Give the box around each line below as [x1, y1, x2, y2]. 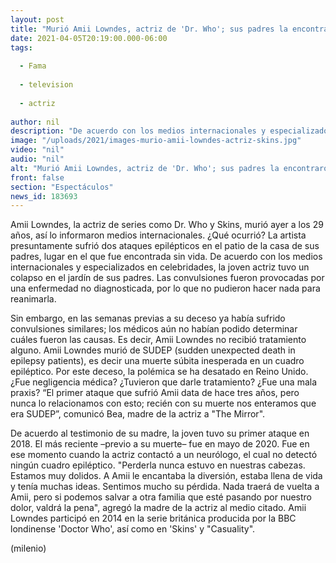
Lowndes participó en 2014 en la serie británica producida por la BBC [10, 512, 297, 525]
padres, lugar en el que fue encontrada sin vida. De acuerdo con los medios [10, 251, 323, 263]
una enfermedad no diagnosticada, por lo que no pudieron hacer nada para [10, 282, 321, 295]
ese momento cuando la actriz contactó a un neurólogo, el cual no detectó [10, 449, 318, 461]
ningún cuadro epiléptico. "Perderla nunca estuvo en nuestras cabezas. [10, 459, 306, 471]
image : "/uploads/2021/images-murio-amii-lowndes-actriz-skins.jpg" [10, 136, 302, 146]
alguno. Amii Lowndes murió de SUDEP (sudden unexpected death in [10, 344, 296, 356]
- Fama [19, 61, 47, 71]
